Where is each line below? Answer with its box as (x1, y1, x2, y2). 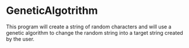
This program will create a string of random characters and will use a (6, 23, 172, 30)
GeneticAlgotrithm (6, 4, 98, 17)
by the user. (6, 35, 35, 42)
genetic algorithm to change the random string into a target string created (6, 29, 184, 36)
